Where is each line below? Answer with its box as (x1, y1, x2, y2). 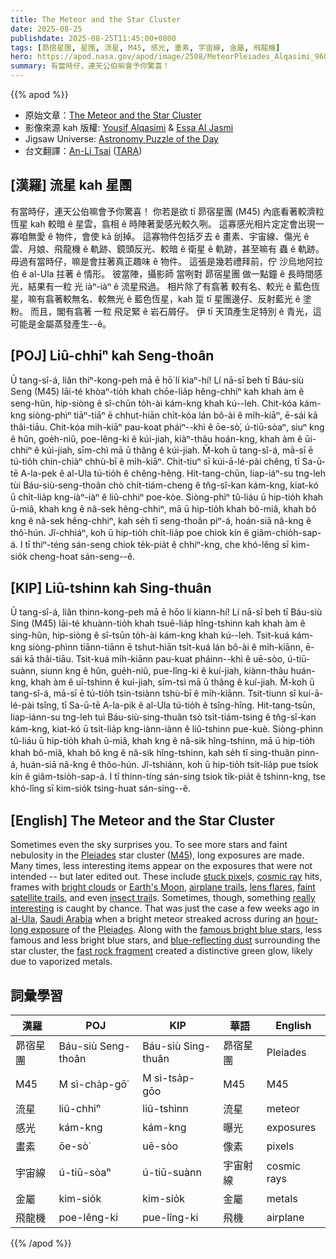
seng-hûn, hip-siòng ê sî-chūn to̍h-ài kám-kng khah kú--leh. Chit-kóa (10, 397, 298, 409)
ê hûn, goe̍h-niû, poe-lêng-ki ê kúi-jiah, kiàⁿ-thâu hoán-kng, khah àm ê (10, 432, 303, 445)
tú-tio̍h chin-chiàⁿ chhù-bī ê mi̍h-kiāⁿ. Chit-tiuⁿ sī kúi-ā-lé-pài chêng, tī (10, 455, 300, 467)
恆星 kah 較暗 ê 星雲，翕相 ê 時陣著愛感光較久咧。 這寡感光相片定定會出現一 (10, 217, 325, 230)
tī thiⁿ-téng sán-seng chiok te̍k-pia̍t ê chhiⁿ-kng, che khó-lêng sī (24, 538, 290, 550)
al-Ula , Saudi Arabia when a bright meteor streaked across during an (10, 913, 294, 925)
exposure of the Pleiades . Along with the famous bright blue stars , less (30, 924, 323, 936)
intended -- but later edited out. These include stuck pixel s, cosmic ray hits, (10, 871, 323, 883)
